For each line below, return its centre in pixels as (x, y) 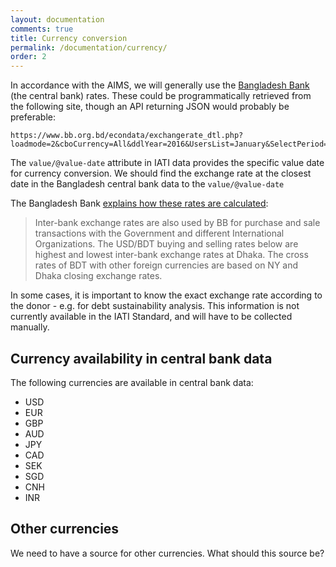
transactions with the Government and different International (159, 233)
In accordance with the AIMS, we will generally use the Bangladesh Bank (160, 85)
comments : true (42, 29)
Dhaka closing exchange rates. (98, 276)
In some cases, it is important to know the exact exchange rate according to (166, 295)
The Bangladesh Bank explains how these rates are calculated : (139, 203)
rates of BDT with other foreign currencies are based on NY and (166, 265)
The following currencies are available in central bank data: (132, 382)
